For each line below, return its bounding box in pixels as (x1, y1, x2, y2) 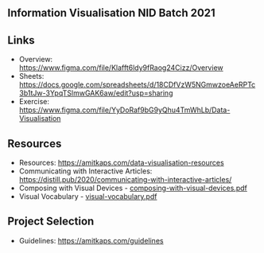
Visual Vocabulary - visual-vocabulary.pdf (18, 192, 157, 201)
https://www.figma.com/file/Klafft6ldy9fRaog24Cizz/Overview (18, 63, 223, 72)
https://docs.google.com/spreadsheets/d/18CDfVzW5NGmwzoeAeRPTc (18, 80, 256, 90)
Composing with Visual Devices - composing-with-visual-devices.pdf (18, 183, 247, 193)
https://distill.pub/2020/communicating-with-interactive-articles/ (18, 175, 232, 185)
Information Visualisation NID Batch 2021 (7, 6, 215, 20)
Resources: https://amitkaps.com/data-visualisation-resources (18, 158, 224, 168)
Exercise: (18, 97, 49, 107)
